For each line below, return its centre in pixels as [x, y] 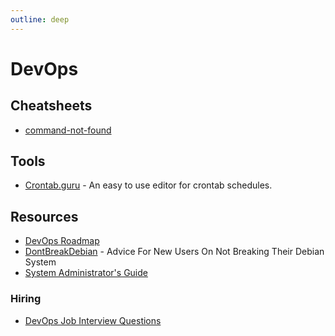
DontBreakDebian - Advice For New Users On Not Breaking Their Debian [174, 252]
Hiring [26, 299]
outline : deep [40, 19]
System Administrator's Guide [86, 273]
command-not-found [68, 130]
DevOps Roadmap [62, 241]
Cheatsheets [51, 106]
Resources [44, 216]
